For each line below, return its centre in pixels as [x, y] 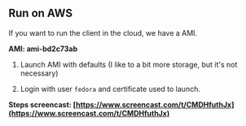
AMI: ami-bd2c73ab [43, 49]
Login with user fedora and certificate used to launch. [110, 89]
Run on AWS [41, 13]
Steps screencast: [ [42, 104]
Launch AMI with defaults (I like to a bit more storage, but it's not [129, 64]
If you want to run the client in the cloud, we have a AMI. [103, 33]
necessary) [39, 73]
